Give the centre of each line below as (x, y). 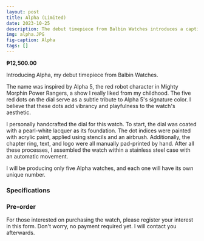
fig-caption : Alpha (31, 40)
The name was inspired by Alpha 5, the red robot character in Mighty (92, 86)
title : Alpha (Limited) (36, 18)
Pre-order (21, 206)
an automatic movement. (37, 156)
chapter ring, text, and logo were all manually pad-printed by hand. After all (100, 143)
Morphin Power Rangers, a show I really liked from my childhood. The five (99, 93)
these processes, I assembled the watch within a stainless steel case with (98, 150)
